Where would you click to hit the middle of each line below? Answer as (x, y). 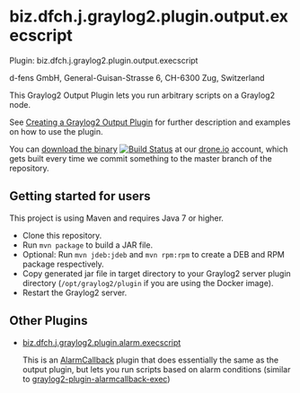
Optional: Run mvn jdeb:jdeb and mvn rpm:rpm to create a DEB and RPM (153, 254)
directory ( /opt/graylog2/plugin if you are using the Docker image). (148, 283)
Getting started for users (80, 196)
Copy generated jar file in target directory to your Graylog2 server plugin (157, 273)
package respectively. (63, 264)
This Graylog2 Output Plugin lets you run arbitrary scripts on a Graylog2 (142, 95)
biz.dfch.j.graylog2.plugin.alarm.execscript (101, 342)
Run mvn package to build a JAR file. (88, 245)
